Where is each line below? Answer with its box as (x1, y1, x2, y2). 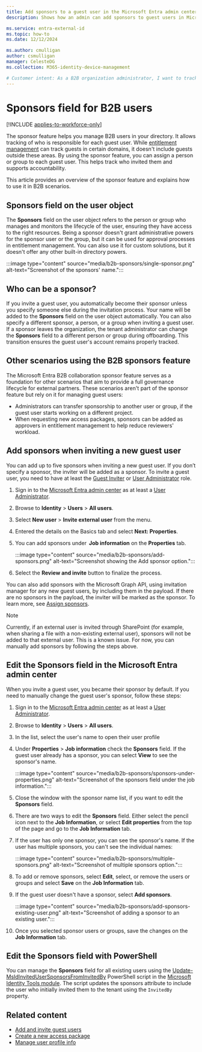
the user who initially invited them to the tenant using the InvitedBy (6, 986, 173, 994)
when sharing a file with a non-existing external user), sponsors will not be (6, 629, 191, 637)
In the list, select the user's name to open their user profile (14, 733, 161, 740)
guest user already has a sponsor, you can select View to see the (14, 751, 177, 758)
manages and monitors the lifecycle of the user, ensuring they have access (6, 222, 192, 230)
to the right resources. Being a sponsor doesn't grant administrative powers (6, 229, 194, 236)
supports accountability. (6, 165, 66, 172)
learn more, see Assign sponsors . (6, 600, 90, 607)
